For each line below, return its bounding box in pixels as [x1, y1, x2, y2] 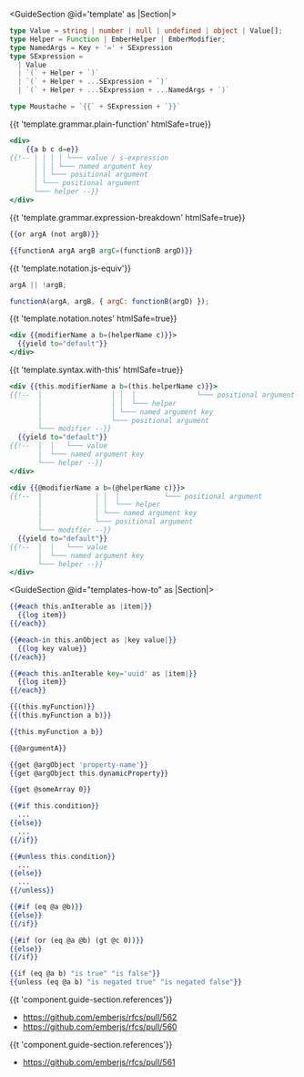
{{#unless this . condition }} [9, 852, 117, 861]
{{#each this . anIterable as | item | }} [9, 602, 153, 611]
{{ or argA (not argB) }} [9, 229, 100, 239]
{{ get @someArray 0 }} [9, 785, 92, 794]
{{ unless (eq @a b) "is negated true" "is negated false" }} [9, 978, 243, 987]
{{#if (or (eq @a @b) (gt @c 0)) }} [9, 936, 145, 945]
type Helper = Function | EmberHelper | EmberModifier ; [9, 35, 226, 44]
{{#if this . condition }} [9, 802, 100, 811]
